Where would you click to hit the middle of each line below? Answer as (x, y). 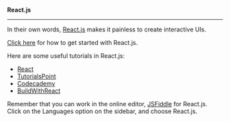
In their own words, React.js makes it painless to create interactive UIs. (107, 29)
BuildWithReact (39, 91)
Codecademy (36, 83)
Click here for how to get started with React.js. (73, 43)
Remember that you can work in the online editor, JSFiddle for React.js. (107, 104)
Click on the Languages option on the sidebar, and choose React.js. (102, 111)
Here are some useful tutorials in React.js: (66, 56)
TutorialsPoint (36, 76)
